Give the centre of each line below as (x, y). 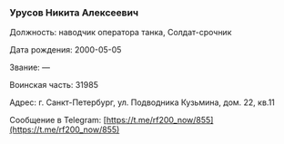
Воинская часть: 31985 (54, 85)
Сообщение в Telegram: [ (58, 120)
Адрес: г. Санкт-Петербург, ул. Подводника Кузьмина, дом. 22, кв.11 (142, 102)
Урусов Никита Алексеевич (74, 13)
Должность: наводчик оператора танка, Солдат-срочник (121, 33)
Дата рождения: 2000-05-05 (66, 50)
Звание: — (30, 67)
